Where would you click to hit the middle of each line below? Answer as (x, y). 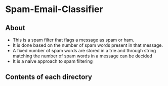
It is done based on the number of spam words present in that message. (88, 45)
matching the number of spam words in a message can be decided (82, 56)
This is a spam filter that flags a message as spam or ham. (73, 40)
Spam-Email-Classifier (54, 9)
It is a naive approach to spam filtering (53, 61)
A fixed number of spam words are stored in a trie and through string (84, 51)
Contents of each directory (49, 77)
